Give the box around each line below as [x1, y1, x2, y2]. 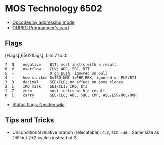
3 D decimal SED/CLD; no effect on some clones [5, 79, 123, 85]
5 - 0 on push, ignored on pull [5, 71, 108, 76]
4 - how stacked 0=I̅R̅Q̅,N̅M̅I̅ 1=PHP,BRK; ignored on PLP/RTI [5, 75, 137, 80]
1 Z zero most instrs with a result [5, 88, 106, 93]
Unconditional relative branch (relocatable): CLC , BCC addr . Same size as [12, 129, 159, 135]
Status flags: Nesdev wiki [12, 101, 65, 107]
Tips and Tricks [5, 116, 54, 125]
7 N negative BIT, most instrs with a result [5, 62, 117, 67]
